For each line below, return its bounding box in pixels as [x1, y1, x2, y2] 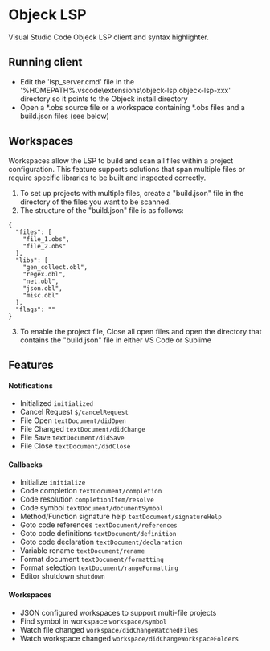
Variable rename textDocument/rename [19, 546, 145, 555]
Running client [8, 55, 83, 69]
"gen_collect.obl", [22, 263, 88, 271]
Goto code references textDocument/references [19, 520, 178, 530]
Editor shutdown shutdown [19, 571, 106, 581]
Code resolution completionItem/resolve [19, 494, 154, 504]
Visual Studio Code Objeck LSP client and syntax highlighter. [8, 32, 209, 42]
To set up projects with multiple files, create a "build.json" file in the [19, 188, 244, 198]
